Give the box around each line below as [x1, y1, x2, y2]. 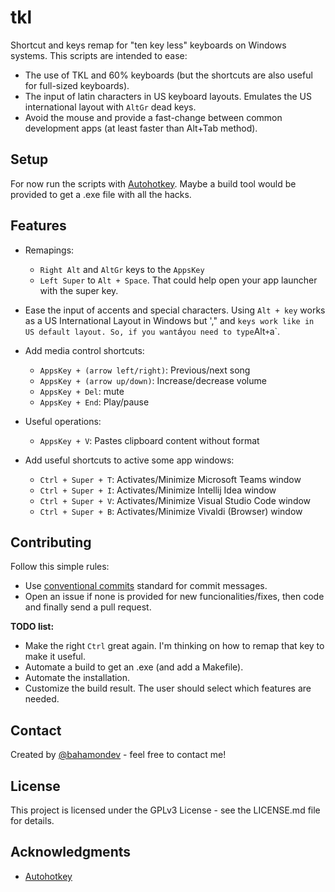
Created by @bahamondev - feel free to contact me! [10, 749, 227, 761]
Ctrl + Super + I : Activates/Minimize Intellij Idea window [39, 484, 277, 496]
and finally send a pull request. [24, 601, 152, 613]
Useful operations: [24, 415, 102, 427]
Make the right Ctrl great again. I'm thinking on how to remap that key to [24, 640, 325, 652]
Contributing [10, 534, 92, 551]
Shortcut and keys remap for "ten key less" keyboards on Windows [10, 39, 287, 51]
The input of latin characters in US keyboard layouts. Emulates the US [24, 90, 312, 102]
